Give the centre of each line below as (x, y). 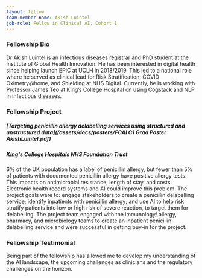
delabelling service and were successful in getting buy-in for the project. (96, 227)
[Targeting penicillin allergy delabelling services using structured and (96, 126)
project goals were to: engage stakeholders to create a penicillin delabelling (100, 195)
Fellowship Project (34, 111)
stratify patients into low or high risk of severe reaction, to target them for (97, 208)
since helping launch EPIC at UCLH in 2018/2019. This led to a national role (99, 70)
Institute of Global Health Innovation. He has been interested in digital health (101, 63)
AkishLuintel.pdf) (29, 139)
